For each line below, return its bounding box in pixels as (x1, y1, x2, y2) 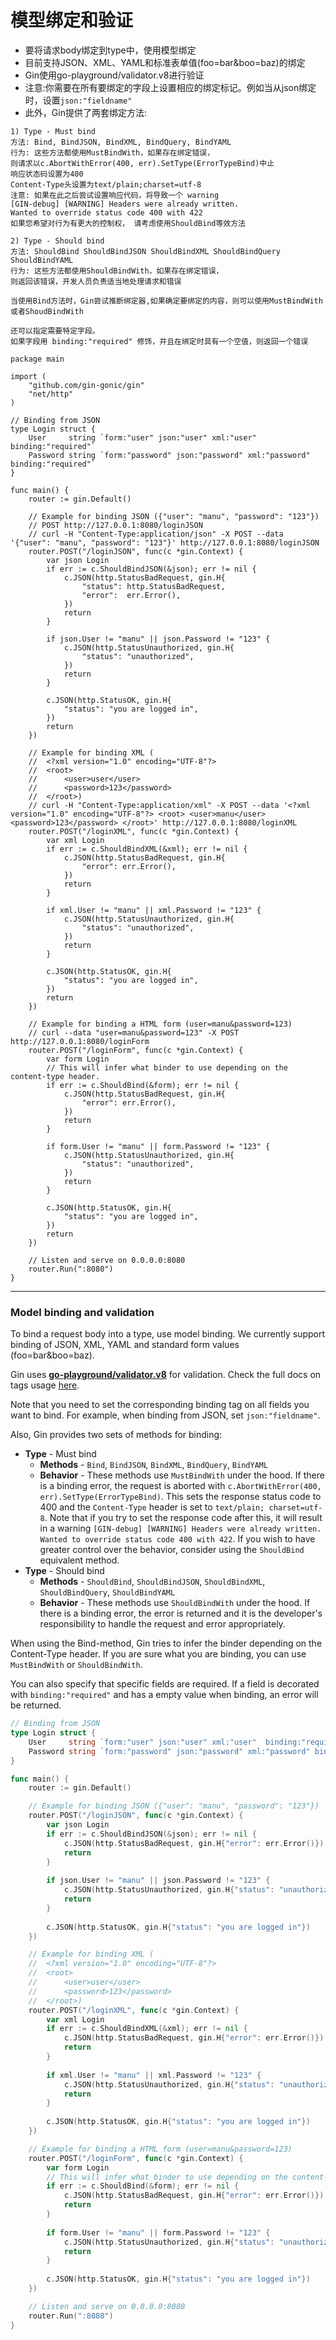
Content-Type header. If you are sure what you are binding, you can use (10, 1648, 307, 1660)
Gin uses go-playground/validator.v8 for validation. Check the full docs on (10, 1369, 322, 1381)
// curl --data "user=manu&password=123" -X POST (28, 1027, 240, 1038)
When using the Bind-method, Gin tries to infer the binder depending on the (10, 1637, 323, 1650)
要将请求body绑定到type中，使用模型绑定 (24, 44, 197, 56)
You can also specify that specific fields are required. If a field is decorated (10, 1678, 320, 1690)
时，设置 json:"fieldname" (24, 94, 133, 106)
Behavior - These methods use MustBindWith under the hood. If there (39, 1469, 325, 1481)
